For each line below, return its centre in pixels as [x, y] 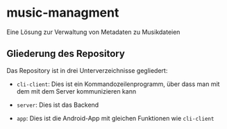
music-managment [63, 13]
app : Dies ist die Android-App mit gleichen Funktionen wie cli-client [115, 118]
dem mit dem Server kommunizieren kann [76, 91]
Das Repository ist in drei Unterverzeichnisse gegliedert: [87, 70]
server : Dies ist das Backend [58, 105]
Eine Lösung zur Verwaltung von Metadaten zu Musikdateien [93, 32]
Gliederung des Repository [66, 54]
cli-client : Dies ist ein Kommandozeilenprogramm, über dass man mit [118, 84]
